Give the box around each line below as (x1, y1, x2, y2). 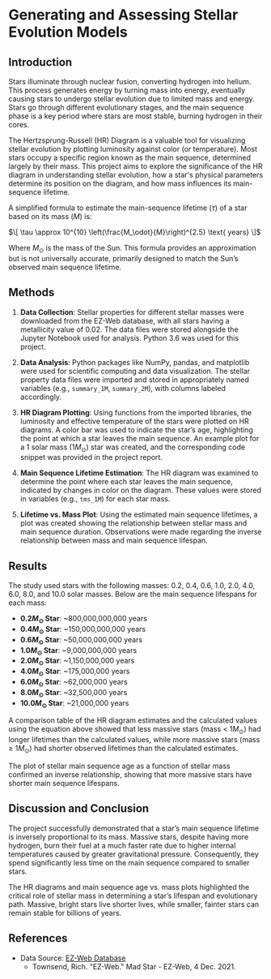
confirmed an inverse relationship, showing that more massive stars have (8, 769, 252, 779)
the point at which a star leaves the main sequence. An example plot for (19, 433, 260, 443)
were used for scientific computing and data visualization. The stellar (19, 366, 251, 376)
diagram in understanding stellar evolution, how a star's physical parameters (8, 170, 264, 179)
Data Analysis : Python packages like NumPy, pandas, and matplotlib (19, 357, 250, 367)
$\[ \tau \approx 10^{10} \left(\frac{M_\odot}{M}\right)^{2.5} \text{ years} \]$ (8, 227, 261, 237)
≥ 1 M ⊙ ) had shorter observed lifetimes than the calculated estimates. (8, 744, 239, 755)
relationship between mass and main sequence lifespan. (19, 535, 208, 545)
